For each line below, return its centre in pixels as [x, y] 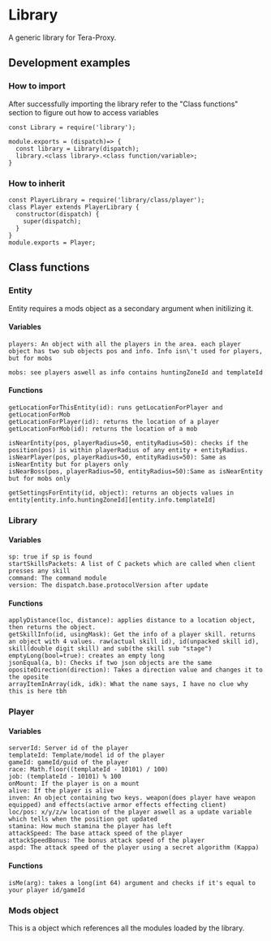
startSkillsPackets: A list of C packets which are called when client [132, 564]
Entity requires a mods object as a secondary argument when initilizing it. [131, 308]
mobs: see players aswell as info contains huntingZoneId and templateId [136, 372]
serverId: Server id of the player [69, 749]
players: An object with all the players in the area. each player [125, 344]
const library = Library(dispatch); [77, 149]
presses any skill [39, 571]
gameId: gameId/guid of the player [69, 762]
